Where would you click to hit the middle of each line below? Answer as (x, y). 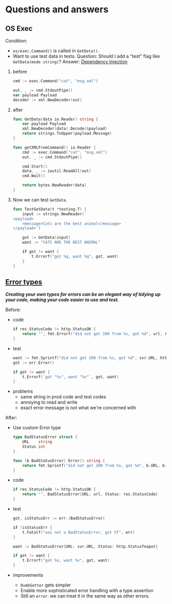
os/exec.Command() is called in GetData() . (56, 51)
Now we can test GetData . (40, 199)
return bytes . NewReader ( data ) (54, 185)
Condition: (16, 41)
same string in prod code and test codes (63, 397)
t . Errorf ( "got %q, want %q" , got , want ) (75, 256)
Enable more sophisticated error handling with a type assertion (87, 591)
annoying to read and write (49, 402)
